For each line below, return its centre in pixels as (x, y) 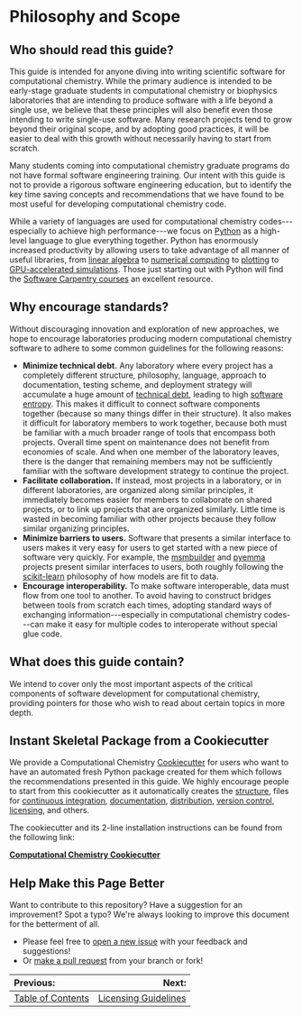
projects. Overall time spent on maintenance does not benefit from (146, 442)
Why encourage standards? (89, 307)
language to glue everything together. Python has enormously (143, 240)
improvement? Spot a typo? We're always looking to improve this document (150, 915)
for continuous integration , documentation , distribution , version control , (142, 801)
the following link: (42, 838)
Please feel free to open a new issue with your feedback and (135, 942)
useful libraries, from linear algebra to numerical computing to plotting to (144, 260)
